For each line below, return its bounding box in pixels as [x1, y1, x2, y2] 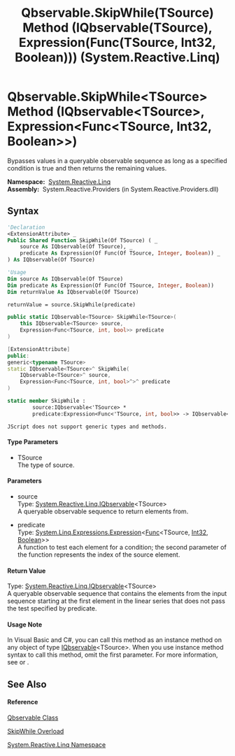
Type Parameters [7, 438, 59, 446]
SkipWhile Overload [7, 727, 64, 736]
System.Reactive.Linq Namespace [7, 741, 106, 749]
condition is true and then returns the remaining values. [7, 164, 167, 172]
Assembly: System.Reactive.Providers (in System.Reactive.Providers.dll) [7, 185, 219, 193]
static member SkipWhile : [7, 397, 86, 404]
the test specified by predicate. [7, 604, 97, 613]
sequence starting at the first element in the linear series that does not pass [7, 597, 226, 606]
